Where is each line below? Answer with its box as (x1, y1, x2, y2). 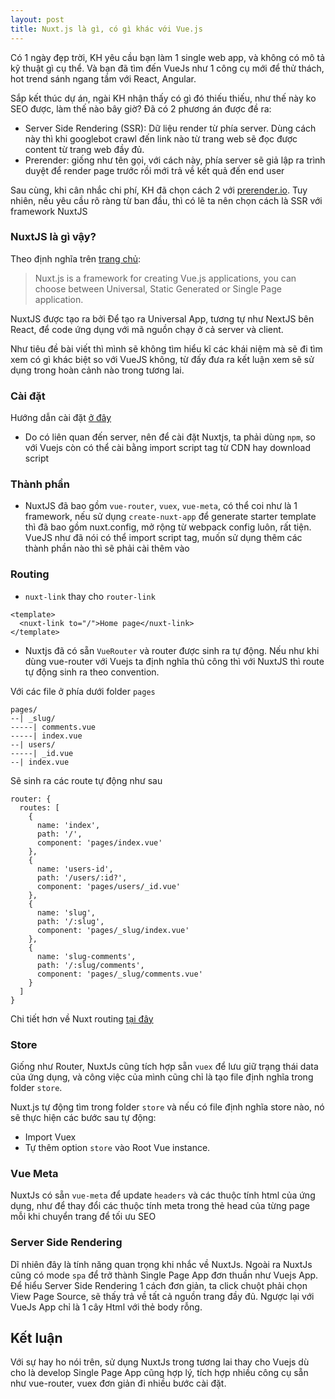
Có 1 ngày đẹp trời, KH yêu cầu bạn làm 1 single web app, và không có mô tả (10, 51, 326, 63)
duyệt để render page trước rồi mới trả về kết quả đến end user (24, 164, 285, 176)
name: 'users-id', (36, 864, 114, 874)
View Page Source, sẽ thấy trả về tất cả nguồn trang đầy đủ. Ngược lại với (10, 1290, 315, 1302)
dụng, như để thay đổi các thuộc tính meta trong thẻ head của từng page (10, 1200, 311, 1212)
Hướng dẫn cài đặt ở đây (10, 412, 112, 424)
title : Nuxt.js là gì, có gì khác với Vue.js (10, 24, 203, 34)
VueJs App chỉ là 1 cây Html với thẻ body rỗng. (10, 1301, 203, 1313)
